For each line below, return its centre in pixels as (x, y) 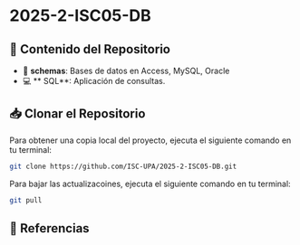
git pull (26, 200)
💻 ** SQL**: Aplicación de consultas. (94, 81)
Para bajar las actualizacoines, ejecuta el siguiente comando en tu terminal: (150, 184)
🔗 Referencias (49, 228)
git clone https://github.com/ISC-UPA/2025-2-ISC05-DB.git (123, 166)
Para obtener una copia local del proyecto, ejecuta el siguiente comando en (150, 140)
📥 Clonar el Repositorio (77, 114)
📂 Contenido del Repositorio (90, 49)
